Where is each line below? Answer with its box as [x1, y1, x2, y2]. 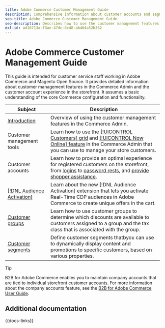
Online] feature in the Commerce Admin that [50, 141, 152, 148]
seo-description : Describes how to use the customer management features [5, 21, 160, 26]
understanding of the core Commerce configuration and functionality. [5, 94, 146, 100]
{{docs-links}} [5, 318, 34, 324]
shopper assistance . [50, 173, 97, 180]
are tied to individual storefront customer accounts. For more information [5, 280, 153, 286]
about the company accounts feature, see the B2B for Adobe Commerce [5, 285, 152, 291]
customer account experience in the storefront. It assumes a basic [5, 89, 139, 95]
